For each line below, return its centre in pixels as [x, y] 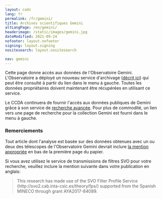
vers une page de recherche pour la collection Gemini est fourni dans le [76, 113]
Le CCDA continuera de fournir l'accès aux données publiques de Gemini [78, 103]
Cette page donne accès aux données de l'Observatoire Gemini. [69, 73]
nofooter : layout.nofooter [32, 41]
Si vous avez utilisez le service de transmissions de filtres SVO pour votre [78, 161]
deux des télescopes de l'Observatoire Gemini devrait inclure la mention [77, 147]
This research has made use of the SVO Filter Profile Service [77, 181]
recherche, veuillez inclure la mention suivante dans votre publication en [77, 166]
